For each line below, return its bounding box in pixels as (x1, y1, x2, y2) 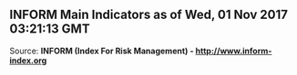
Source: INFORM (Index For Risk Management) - (9, 45, 194, 56)
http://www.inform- (195, 45, 272, 56)
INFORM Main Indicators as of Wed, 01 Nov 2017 (9, 7, 289, 23)
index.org (9, 54, 47, 66)
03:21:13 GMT (9, 22, 90, 37)
